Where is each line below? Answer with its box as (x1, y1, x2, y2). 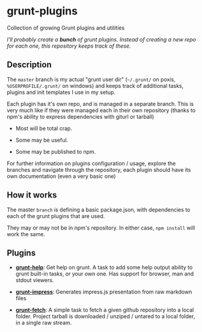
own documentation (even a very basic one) (7, 172, 116, 180)
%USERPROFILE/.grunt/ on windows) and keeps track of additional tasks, (7, 82, 184, 89)
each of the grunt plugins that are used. (7, 212, 105, 219)
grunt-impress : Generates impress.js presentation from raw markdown (15, 288, 192, 296)
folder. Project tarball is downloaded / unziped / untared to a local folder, (15, 313, 195, 320)
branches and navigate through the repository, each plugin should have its (7, 166, 191, 173)
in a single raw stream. (15, 319, 72, 327)
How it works (7, 190, 57, 200)
